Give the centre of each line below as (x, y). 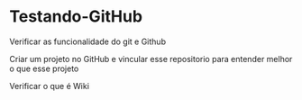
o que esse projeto (44, 68)
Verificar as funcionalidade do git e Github (88, 41)
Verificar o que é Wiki (50, 86)
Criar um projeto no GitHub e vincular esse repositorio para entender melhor (151, 59)
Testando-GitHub (76, 17)
